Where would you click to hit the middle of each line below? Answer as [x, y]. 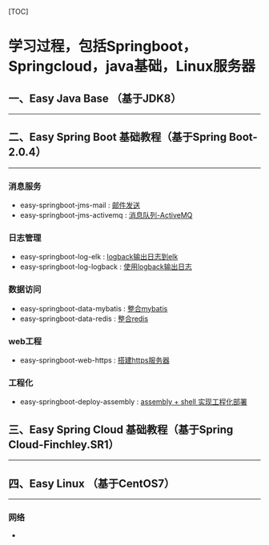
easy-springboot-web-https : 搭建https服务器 [94, 360]
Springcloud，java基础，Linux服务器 [132, 66]
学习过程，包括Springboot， [103, 46]
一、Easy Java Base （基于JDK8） [95, 98]
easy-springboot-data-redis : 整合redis [84, 319]
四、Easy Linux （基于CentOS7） [92, 483]
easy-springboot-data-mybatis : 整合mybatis [94, 308]
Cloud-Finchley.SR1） [64, 445]
